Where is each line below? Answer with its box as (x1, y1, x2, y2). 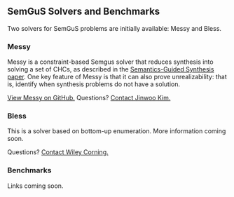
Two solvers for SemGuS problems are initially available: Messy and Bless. (7, 24, 222, 32)
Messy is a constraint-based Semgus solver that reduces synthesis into (7, 57, 214, 66)
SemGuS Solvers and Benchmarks (7, 6, 160, 18)
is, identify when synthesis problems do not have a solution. (7, 80, 181, 88)
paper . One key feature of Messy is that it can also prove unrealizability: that (7, 73, 227, 81)
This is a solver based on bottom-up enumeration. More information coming (7, 127, 226, 135)
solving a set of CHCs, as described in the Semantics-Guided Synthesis (7, 65, 214, 74)
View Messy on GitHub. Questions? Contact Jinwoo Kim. (7, 94, 171, 102)
